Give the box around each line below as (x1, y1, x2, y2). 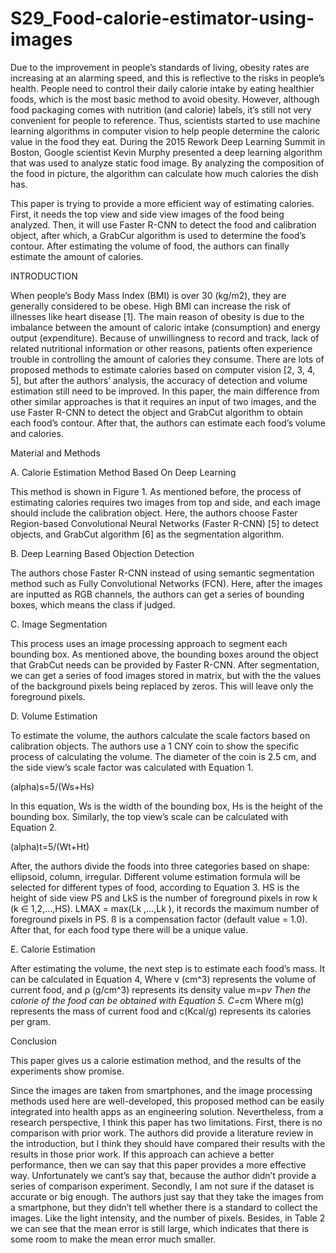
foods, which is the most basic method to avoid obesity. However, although (10, 93, 320, 105)
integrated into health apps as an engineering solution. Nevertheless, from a (10, 1105, 324, 1117)
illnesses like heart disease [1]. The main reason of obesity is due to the (10, 310, 305, 322)
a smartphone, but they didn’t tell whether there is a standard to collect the (10, 1201, 318, 1213)
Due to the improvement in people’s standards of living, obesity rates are (10, 61, 310, 73)
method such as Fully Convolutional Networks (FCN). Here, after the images (10, 577, 323, 589)
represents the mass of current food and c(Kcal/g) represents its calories (10, 1005, 312, 1017)
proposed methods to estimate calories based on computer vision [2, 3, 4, (10, 363, 316, 376)
